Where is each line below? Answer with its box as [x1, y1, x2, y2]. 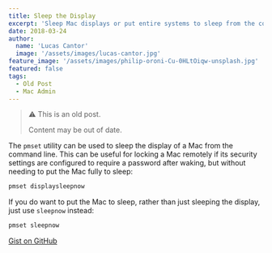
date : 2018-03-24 [8, 27, 67, 35]
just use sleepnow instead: [8, 206, 95, 216]
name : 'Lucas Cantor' [15, 42, 89, 50]
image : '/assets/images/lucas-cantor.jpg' [15, 49, 161, 58]
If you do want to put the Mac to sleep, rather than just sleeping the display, [8, 197, 261, 207]
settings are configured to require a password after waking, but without [8, 158, 246, 168]
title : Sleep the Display [8, 11, 96, 20]
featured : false [8, 65, 63, 73]
